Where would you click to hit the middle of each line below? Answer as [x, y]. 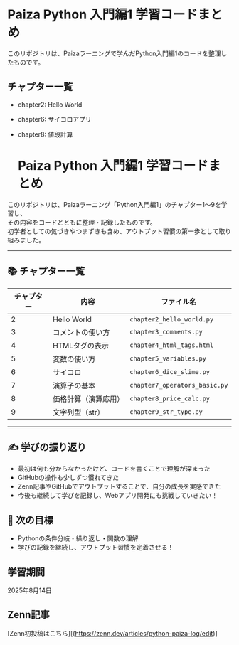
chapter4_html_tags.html [172, 345]
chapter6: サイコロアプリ [55, 119]
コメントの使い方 [81, 332]
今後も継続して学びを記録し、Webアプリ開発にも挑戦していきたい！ [118, 496]
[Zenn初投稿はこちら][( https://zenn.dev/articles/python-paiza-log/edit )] [113, 633]
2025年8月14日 [30, 590]
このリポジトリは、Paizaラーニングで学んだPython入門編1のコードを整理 [115, 53]
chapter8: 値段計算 [45, 134]
